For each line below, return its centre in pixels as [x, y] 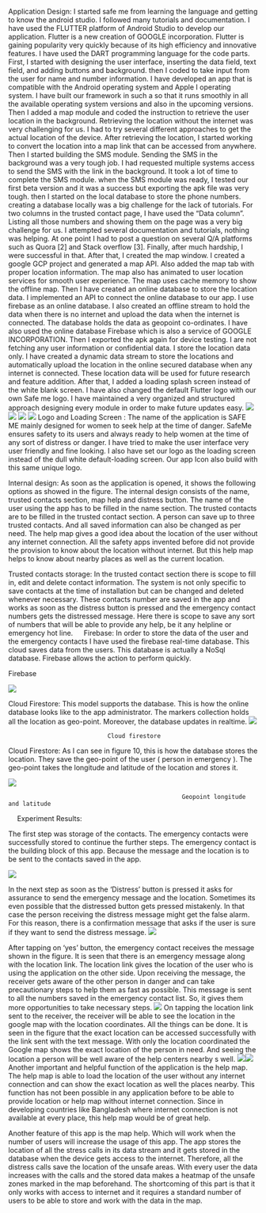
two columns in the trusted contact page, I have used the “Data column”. [126, 213]
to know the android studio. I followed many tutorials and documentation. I [129, 20]
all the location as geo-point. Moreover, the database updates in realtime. [128, 721]
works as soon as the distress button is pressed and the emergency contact [132, 608]
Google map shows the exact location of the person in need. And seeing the [132, 1049]
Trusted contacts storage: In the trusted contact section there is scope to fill [132, 574]
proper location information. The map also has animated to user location [126, 272]
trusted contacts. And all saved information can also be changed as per [125, 525]
